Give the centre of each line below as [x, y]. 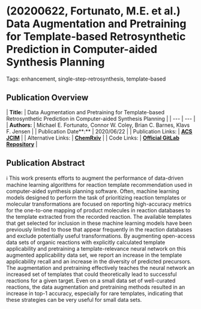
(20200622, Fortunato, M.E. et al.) [94, 11]
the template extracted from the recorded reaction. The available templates [99, 216]
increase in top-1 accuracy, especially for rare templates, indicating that [94, 293]
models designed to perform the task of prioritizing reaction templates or [96, 197]
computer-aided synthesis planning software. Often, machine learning [93, 191]
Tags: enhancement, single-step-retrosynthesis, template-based [86, 79]
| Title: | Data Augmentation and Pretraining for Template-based [85, 112]
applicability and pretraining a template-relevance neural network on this [96, 248]
